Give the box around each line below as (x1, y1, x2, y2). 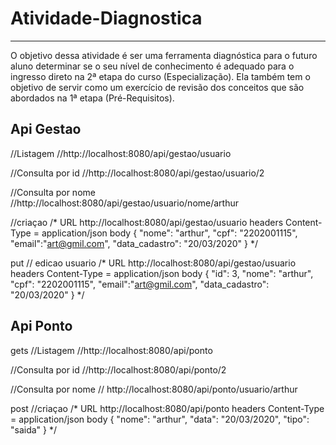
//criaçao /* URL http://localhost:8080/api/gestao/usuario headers (10, 216, 284, 228)
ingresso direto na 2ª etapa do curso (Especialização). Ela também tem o (10, 70, 311, 82)
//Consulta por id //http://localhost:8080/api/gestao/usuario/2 (10, 167, 265, 179)
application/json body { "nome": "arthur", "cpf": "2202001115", (41, 227, 298, 239)
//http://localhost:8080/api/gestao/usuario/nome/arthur (10, 197, 239, 209)
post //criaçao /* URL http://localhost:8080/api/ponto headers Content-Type (10, 402, 325, 414)
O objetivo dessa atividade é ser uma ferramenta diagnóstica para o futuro (10, 49, 318, 61)
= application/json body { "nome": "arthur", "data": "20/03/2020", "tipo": (10, 413, 310, 425)
